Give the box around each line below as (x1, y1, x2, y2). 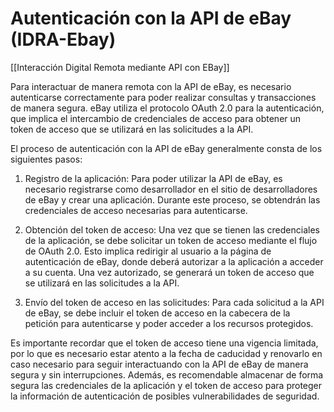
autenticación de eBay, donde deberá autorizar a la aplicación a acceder (24, 255, 324, 267)
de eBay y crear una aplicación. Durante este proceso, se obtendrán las (24, 193, 321, 206)
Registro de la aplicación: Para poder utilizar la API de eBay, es (24, 172, 283, 184)
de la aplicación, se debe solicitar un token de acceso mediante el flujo (24, 234, 318, 246)
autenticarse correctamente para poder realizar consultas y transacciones (10, 91, 317, 103)
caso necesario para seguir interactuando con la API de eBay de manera (10, 358, 309, 370)
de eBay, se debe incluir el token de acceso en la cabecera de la (24, 307, 291, 319)
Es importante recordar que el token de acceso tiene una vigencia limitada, (10, 337, 319, 349)
